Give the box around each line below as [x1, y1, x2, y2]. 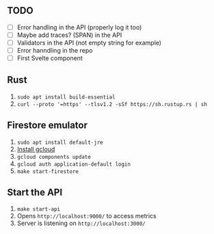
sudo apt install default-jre [16, 139, 104, 146]
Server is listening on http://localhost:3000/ [16, 219, 146, 227]
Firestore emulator [7, 120, 88, 131]
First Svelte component [16, 53, 83, 62]
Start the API [7, 186, 63, 198]
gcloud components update [16, 153, 91, 160]
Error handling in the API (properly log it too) [16, 23, 142, 31]
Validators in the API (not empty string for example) [16, 38, 162, 47]
